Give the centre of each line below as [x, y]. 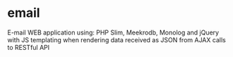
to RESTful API [29, 47]
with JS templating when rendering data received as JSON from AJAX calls [116, 39]
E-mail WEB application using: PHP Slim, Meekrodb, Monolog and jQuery [113, 32]
